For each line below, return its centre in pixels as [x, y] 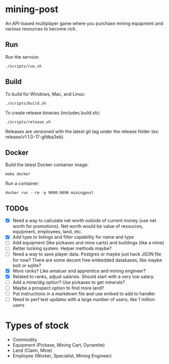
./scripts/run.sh [24, 66]
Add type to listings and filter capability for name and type [73, 237]
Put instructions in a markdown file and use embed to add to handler [84, 294]
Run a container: [22, 184]
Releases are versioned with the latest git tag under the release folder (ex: [82, 131]
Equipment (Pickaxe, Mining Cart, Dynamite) [59, 345]
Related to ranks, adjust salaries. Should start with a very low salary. [83, 276]
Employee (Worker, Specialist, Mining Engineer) [62, 355]
